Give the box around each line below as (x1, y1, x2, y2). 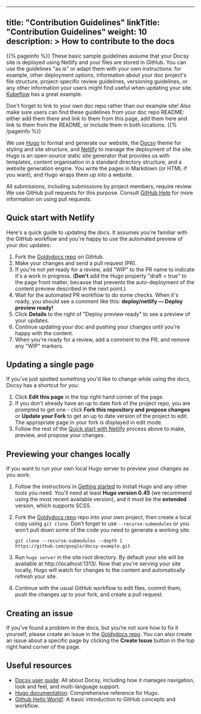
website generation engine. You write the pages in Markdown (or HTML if (6, 164, 187, 171)
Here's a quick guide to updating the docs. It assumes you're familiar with (6, 228, 188, 236)
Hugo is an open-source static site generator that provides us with (6, 152, 170, 159)
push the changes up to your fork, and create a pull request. (14, 591, 163, 598)
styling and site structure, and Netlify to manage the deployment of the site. (6, 145, 193, 153)
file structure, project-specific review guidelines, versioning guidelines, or (6, 77, 188, 85)
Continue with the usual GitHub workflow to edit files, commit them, (14, 585, 182, 592)
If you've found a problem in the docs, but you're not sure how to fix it (6, 624, 178, 631)
